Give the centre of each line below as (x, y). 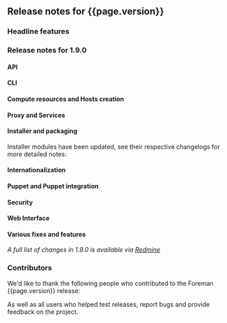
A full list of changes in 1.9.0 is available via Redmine (84, 250)
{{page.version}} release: (44, 291)
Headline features (39, 32)
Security (20, 202)
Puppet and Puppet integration (53, 186)
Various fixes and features (47, 234)
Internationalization (36, 170)
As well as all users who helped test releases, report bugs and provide (109, 304)
